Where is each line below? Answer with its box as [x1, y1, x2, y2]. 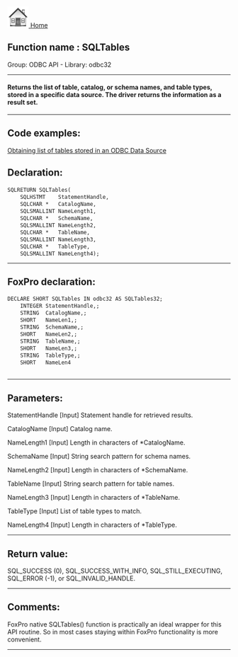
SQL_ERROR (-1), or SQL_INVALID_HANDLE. [7, 574, 136, 583]
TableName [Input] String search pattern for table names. [7, 479, 175, 488]
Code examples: [7, 127, 81, 139]
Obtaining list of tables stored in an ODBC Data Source [7, 146, 166, 154]
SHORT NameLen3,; [20, 345, 78, 353]
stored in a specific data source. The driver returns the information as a [7, 91, 222, 99]
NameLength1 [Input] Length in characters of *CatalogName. [7, 438, 186, 447]
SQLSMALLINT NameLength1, [20, 207, 97, 215]
